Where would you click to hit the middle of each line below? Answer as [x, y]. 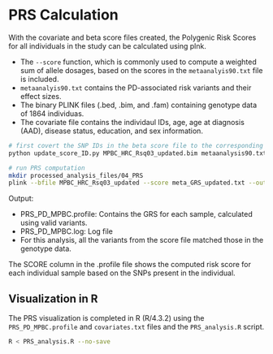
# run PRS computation [47, 168]
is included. [39, 79]
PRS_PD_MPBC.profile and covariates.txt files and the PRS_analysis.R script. [136, 327]
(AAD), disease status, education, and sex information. [111, 131]
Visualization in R [53, 298]
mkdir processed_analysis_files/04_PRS [76, 175]
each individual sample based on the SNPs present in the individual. [122, 273]
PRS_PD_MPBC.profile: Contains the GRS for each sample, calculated [136, 214]
